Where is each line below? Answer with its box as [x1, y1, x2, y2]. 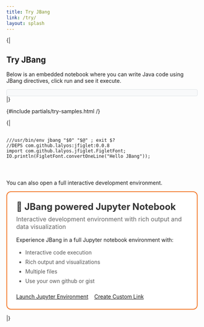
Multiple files [25, 268, 58, 275]
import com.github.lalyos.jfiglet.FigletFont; [6, 148, 126, 154]
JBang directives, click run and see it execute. [6, 77, 121, 85]
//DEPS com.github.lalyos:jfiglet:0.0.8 [6, 142, 110, 149]
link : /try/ [6, 15, 36, 21]
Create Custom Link [93, 293, 144, 300]
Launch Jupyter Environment [16, 293, 89, 300]
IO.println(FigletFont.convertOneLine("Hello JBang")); [6, 153, 151, 160]
